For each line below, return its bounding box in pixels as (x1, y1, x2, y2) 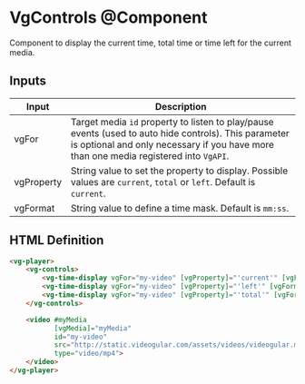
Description (154, 100, 207, 113)
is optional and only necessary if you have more (71, 138, 275, 151)
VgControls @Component (9, 7, 208, 28)
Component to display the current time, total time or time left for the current (9, 37, 292, 48)
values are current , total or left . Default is (71, 175, 256, 188)
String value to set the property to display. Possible (71, 164, 289, 177)
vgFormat (14, 202, 55, 214)
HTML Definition (9, 232, 104, 248)
